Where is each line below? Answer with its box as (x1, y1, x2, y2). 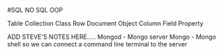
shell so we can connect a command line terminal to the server (7, 40, 187, 48)
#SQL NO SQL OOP (7, 6, 63, 14)
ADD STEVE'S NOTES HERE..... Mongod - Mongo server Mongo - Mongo (7, 33, 217, 41)
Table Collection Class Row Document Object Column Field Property (7, 19, 203, 27)
